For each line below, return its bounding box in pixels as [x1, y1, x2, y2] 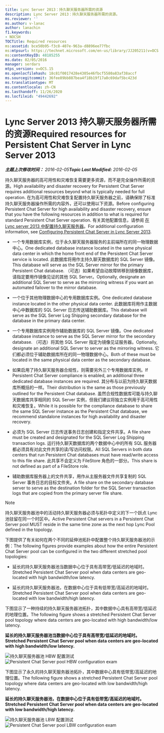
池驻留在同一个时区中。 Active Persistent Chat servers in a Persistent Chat [5, 516, 154, 522]
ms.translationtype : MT [5, 80, 54, 85]
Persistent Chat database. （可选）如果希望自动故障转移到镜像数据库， [12, 268, 156, 274]
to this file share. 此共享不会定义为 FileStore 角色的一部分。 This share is [12, 458, 158, 464]
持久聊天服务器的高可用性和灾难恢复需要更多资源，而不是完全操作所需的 [5, 177, 151, 183]
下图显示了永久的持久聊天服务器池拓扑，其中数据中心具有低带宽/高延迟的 [5, 669, 153, 675]
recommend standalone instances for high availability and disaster [12, 414, 146, 420]
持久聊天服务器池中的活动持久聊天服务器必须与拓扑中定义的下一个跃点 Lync [5, 510, 158, 516]
